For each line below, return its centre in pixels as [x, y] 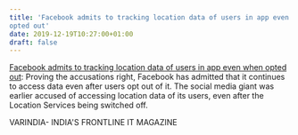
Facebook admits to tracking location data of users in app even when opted [148, 67]
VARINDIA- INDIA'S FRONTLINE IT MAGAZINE [93, 123]
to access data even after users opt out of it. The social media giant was [142, 86]
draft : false [33, 42]
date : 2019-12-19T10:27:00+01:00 [71, 34]
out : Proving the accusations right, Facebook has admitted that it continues [147, 77]
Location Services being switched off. [79, 105]
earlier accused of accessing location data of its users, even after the [137, 96]
